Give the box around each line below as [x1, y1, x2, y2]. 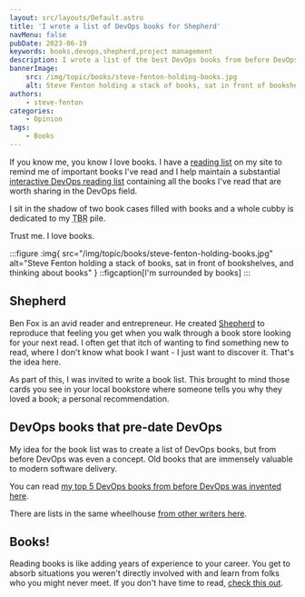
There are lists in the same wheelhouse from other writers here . [9, 508, 248, 519]
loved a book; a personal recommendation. [9, 393, 170, 404]
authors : [9, 89, 43, 98]
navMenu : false [9, 30, 67, 39]
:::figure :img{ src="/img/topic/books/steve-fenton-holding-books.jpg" [9, 247, 274, 259]
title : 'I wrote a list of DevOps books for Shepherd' [9, 22, 221, 31]
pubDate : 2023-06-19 [9, 38, 88, 48]
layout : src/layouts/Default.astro [9, 13, 144, 23]
